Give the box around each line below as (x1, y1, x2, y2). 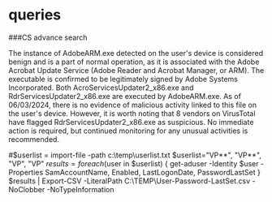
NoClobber (8, 184, 45, 194)
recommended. (8, 134, 59, 144)
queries (8, 6, 62, 24)
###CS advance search (8, 32, 88, 42)
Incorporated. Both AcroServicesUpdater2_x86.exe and (8, 83, 194, 92)
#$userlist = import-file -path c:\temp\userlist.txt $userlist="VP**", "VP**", (8, 150, 262, 160)
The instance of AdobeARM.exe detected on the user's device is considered (8, 48, 264, 58)
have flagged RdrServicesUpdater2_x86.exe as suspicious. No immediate (8, 117, 254, 127)
